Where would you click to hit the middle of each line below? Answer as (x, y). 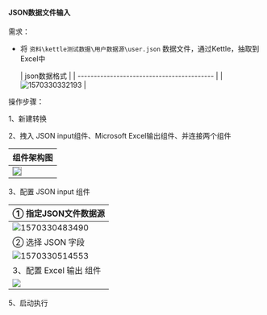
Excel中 (33, 59)
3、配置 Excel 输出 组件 (57, 271)
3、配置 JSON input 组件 (49, 192)
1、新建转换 (27, 119)
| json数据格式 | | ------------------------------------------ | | (121, 76)
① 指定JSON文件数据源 (58, 213)
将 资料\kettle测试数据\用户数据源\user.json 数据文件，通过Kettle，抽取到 (140, 49)
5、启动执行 (28, 303)
